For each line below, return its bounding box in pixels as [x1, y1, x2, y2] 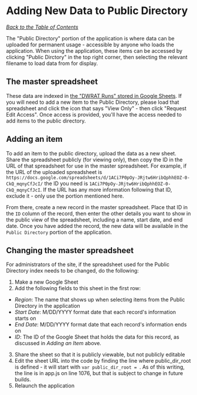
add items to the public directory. [6, 117, 86, 124]
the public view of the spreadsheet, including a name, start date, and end [6, 216, 183, 223]
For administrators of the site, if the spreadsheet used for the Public [6, 261, 170, 268]
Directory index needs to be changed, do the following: [6, 267, 139, 274]
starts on [14, 315, 36, 322]
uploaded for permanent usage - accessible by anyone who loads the [6, 41, 174, 48]
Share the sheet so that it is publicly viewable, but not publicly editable [14, 351, 185, 358]
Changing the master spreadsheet [6, 245, 134, 256]
